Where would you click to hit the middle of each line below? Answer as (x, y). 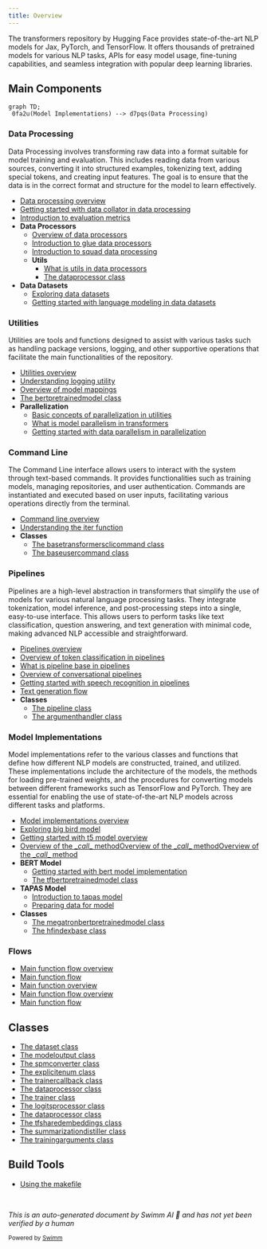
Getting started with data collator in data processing (105, 209)
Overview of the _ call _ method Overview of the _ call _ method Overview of (139, 846)
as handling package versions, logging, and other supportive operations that (133, 349)
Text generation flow (54, 691)
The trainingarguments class (67, 1140)
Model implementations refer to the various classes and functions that (123, 754)
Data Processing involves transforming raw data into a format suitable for (128, 151)
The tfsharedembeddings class (71, 1123)
